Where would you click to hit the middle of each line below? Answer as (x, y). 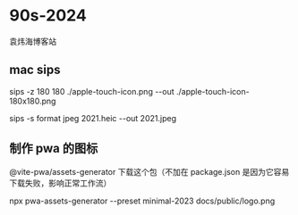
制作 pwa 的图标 (54, 149)
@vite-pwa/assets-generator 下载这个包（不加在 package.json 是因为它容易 (149, 171)
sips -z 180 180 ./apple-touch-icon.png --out (92, 91)
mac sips (35, 70)
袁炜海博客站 (33, 41)
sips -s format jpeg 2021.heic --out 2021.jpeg (93, 118)
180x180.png (33, 101)
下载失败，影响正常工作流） (60, 183)
